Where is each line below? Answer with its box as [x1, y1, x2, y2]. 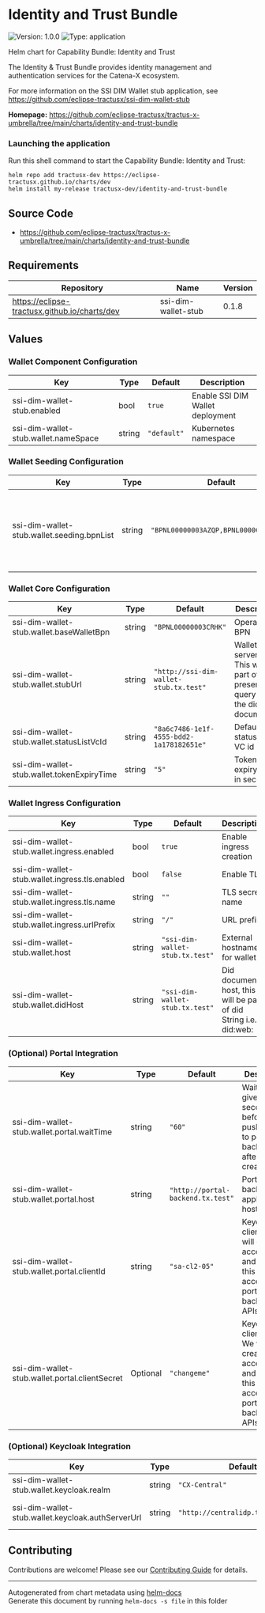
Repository [61, 282, 104, 293]
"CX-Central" [177, 1481, 227, 1490]
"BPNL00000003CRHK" [153, 623, 227, 632]
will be [222, 994, 246, 1005]
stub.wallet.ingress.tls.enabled [12, 874, 125, 885]
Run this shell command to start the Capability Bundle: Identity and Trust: [8, 156, 246, 165]
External [222, 932, 252, 943]
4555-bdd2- [153, 733, 195, 741]
